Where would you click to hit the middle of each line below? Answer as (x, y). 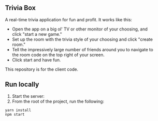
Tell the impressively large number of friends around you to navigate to (83, 49)
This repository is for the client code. (42, 69)
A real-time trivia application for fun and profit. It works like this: (69, 19)
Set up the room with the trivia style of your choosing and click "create (82, 39)
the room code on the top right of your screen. (58, 55)
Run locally (22, 84)
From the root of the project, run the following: (58, 101)
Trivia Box (21, 8)
